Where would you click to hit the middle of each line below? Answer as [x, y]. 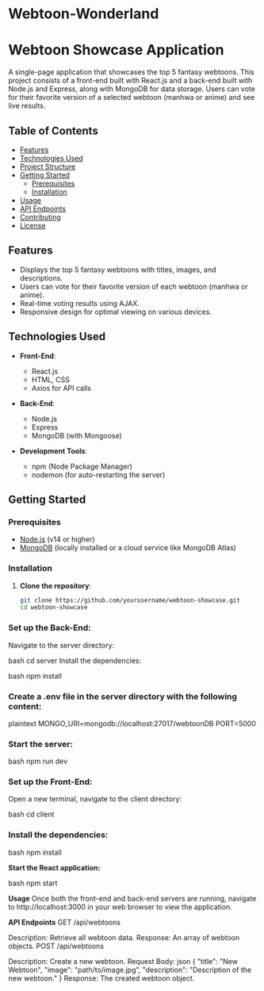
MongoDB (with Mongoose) [77, 435]
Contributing [40, 217]
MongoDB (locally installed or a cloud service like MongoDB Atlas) [128, 548]
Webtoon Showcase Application [116, 50]
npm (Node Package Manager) [82, 466]
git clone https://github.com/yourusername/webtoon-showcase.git [130, 600]
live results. [27, 106]
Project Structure [48, 166]
